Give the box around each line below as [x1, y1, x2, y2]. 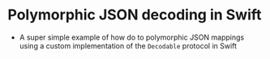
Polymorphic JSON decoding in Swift [7, 6, 262, 24]
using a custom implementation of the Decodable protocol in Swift [19, 40, 237, 50]
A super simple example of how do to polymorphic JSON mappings [19, 32, 245, 42]
